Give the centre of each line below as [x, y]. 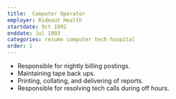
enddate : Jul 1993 [34, 33]
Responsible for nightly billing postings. [74, 66]
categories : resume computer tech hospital [71, 40]
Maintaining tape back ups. [56, 73]
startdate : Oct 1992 [37, 26]
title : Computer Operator [46, 14]
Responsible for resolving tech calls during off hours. [93, 88]
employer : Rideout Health [45, 20]
